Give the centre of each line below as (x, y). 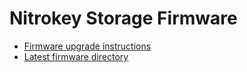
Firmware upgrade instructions (87, 46)
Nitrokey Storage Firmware (123, 18)
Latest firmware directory (76, 56)
